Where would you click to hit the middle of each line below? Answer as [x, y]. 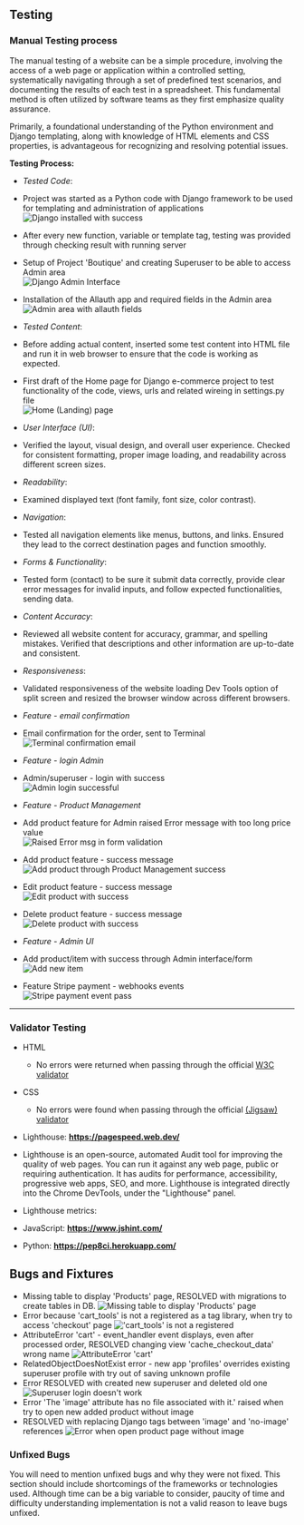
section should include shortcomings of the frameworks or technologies [144, 1484]
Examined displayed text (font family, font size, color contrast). [139, 499]
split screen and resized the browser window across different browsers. [156, 698]
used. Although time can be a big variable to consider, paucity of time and [147, 1494]
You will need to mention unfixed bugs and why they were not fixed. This [145, 1474]
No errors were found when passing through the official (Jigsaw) [157, 1110]
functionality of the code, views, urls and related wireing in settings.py [153, 390]
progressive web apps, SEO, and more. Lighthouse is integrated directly [156, 1183]
